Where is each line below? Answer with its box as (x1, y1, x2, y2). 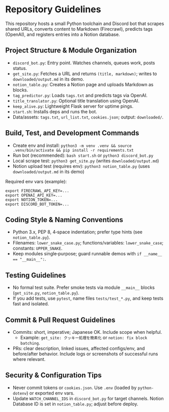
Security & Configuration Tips (5, 371, 102, 380)
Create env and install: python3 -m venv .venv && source (12, 142, 132, 149)
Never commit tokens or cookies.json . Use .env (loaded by (12, 384, 137, 391)
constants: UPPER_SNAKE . (12, 245, 63, 251)
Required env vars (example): (5, 178, 67, 184)
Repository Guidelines (5, 4, 101, 15)
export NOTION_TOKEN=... (5, 197, 58, 202)
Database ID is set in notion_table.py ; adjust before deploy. (12, 401, 138, 407)
